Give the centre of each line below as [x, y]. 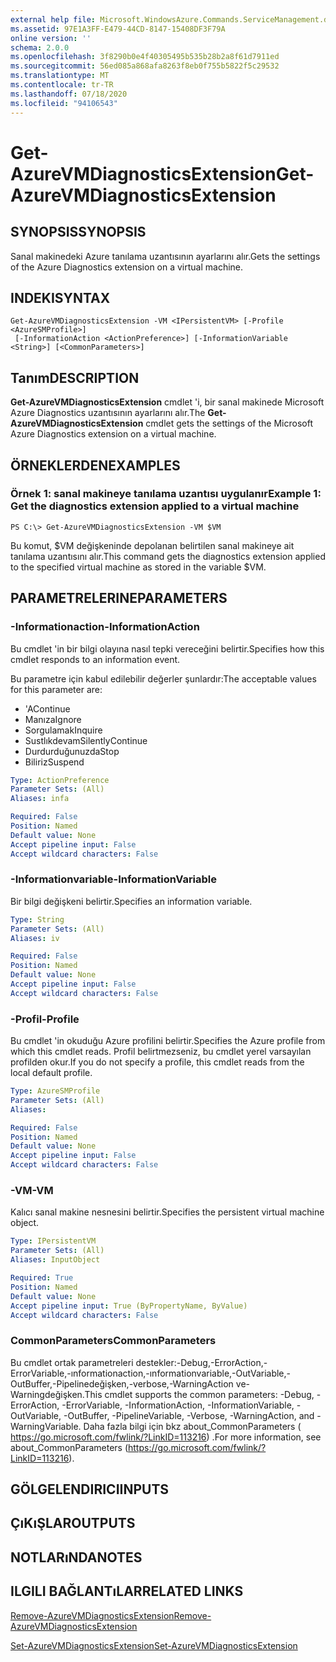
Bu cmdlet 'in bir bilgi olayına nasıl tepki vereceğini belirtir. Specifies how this [167, 648]
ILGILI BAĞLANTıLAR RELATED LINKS [127, 1591]
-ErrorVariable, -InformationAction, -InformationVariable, [178, 1405]
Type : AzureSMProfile [55, 1091]
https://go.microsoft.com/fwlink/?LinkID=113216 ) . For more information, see [166, 1437]
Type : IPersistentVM [53, 1241]
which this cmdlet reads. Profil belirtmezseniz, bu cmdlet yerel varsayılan [161, 1052]
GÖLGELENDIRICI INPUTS [90, 1489]
